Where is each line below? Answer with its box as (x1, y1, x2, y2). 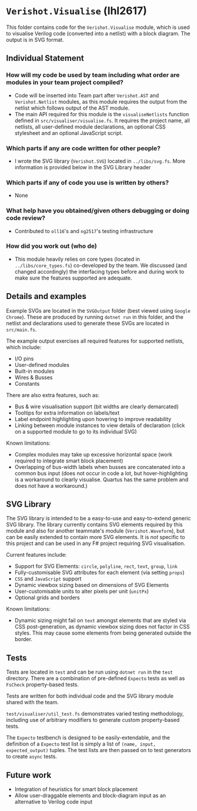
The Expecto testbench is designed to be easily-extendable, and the (6, 734, 171, 741)
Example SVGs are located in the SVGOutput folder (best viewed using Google (6, 307, 191, 314)
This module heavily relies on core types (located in (14, 255, 140, 262)
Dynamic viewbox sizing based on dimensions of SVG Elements (14, 582, 169, 589)
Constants (14, 380, 40, 387)
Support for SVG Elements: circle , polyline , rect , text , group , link (14, 563, 178, 570)
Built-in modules (14, 367, 55, 375)
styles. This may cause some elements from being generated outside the (14, 629, 192, 636)
